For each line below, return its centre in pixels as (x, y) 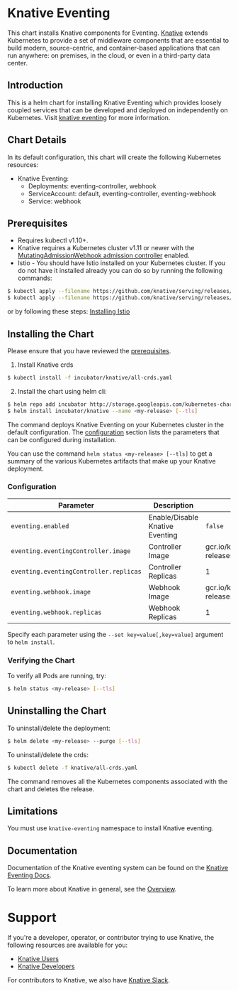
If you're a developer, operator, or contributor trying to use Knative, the (111, 938)
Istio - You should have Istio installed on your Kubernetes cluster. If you (121, 263)
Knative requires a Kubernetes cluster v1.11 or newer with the (106, 248)
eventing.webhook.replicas (56, 612)
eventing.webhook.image (51, 592)
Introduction (35, 86)
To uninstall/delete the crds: (48, 754)
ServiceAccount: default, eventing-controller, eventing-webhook (122, 193)
